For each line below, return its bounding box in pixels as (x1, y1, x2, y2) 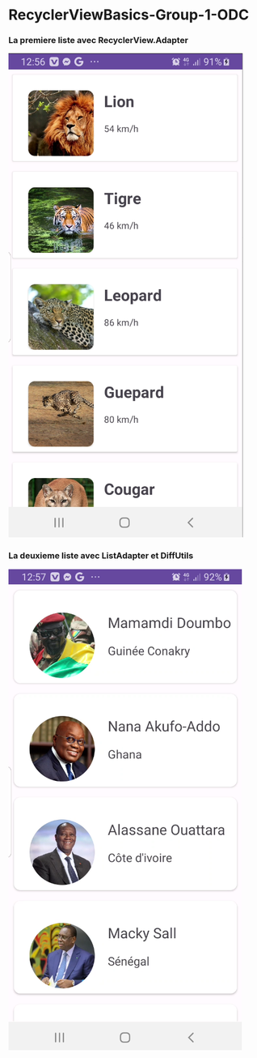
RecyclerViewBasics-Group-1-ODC (8, 6, 249, 24)
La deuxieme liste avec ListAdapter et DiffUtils (8, 550, 194, 561)
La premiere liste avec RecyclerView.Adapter (8, 35, 188, 46)
